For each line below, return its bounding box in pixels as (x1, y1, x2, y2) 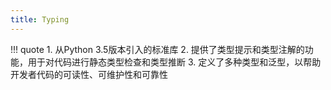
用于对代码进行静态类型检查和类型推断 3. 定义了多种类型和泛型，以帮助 (27, 56, 322, 68)
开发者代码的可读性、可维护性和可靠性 (10, 68, 168, 80)
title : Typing (10, 14, 70, 25)
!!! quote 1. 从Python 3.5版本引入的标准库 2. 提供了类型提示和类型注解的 (10, 43, 305, 55)
